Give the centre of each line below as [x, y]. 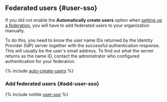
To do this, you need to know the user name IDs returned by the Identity [79, 40]
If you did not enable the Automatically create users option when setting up [84, 20]
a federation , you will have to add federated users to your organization [77, 25]
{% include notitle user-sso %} [37, 95]
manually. [15, 30]
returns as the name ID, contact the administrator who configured [72, 56]
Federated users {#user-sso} [51, 8]
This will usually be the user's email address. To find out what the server [80, 51]
